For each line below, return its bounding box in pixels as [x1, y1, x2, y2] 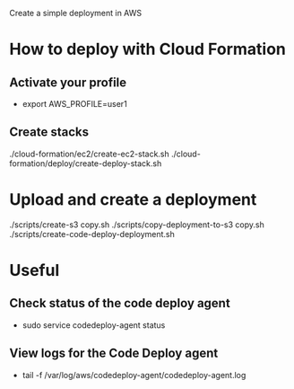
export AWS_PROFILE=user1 [22, 99, 127, 109]
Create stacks [9, 125, 90, 140]
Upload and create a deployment [9, 190, 257, 209]
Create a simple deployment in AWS [9, 8, 143, 18]
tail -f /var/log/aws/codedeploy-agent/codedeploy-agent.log [22, 369, 246, 380]
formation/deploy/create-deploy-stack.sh [9, 157, 162, 169]
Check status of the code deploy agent [9, 296, 230, 311]
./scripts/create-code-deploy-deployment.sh [9, 228, 175, 239]
